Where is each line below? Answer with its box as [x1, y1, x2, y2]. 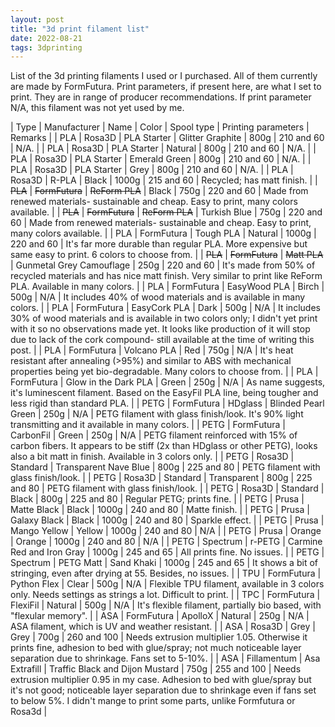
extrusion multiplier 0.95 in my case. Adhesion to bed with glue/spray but [10, 674, 312, 686]
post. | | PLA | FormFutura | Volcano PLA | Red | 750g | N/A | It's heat [10, 344, 294, 356]
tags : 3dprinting [10, 42, 83, 53]
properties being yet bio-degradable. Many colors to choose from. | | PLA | [10, 366, 319, 378]
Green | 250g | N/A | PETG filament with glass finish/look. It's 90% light [10, 408, 304, 420]
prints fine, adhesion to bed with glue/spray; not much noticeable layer [10, 642, 302, 654]
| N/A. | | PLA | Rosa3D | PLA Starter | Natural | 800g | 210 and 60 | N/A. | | [10, 142, 317, 155]
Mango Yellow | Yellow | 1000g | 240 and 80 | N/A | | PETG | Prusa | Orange [10, 525, 322, 537]
